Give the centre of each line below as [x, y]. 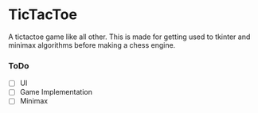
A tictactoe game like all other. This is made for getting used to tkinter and [129, 37]
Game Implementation [56, 92]
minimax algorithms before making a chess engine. [92, 45]
